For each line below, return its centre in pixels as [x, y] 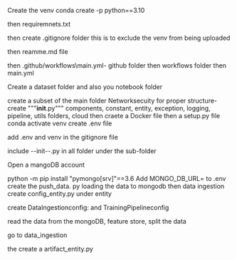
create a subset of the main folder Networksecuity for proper [97, 100]
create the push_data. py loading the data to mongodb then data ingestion [116, 186]
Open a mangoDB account [46, 165]
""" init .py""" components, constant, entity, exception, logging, [119, 108]
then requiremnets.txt [39, 24]
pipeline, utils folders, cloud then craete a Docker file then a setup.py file [114, 116]
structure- [202, 100]
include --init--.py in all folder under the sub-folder [82, 151]
